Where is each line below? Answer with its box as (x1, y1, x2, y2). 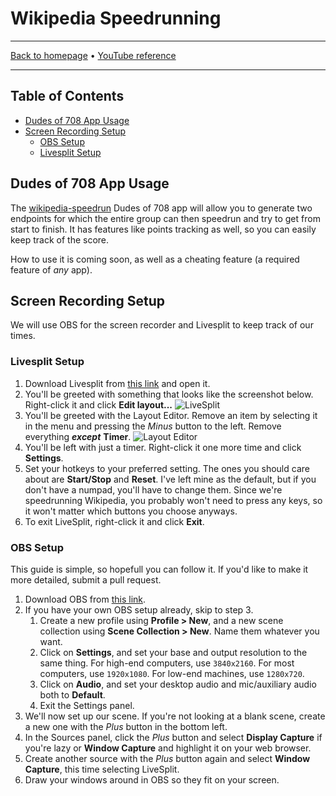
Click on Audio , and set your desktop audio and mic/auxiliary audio (39, 678, 317, 690)
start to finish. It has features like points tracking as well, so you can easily (10, 223, 317, 235)
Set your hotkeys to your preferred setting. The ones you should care (24, 462, 310, 474)
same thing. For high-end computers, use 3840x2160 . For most (39, 657, 295, 669)
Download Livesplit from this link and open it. (24, 377, 211, 389)
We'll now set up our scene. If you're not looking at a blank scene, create (24, 710, 326, 722)
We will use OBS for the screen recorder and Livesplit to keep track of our (10, 319, 314, 331)
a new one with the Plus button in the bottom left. (24, 720, 228, 732)
